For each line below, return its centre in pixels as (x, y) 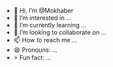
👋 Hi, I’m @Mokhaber (43, 11)
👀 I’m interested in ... (42, 18)
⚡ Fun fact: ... (32, 57)
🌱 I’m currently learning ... (50, 25)
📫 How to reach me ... (45, 40)
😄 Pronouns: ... (36, 50)
